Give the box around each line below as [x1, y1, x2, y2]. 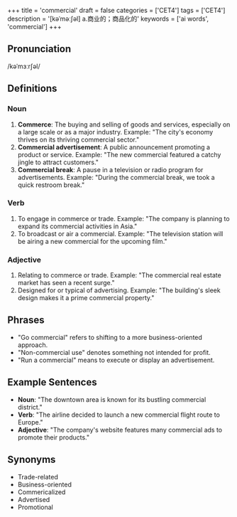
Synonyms [7, 454, 56, 466]
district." [17, 403, 43, 411]
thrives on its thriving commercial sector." [17, 135, 140, 144]
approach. [17, 341, 48, 349]
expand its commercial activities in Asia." [17, 222, 138, 230]
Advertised [17, 495, 50, 503]
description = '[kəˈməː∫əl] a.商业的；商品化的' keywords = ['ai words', [7, 14, 209, 23]
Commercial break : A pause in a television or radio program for [17, 165, 204, 174]
